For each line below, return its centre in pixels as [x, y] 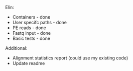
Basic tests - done [31, 38]
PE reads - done [29, 28]
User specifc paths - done [39, 22]
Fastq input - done [32, 33]
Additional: [16, 48]
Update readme [29, 63]
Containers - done [31, 17]
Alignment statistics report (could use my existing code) [70, 58]
